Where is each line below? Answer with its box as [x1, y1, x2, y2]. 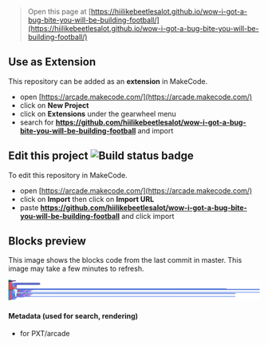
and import [137, 125, 174, 135]
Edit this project [8, 149, 89, 163]
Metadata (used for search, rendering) [8, 311, 138, 320]
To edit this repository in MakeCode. [8, 170, 128, 180]
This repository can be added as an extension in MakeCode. [8, 76, 208, 86]
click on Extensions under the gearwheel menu [19, 109, 177, 118]
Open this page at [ [27, 7, 92, 16]
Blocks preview [8, 235, 86, 248]
